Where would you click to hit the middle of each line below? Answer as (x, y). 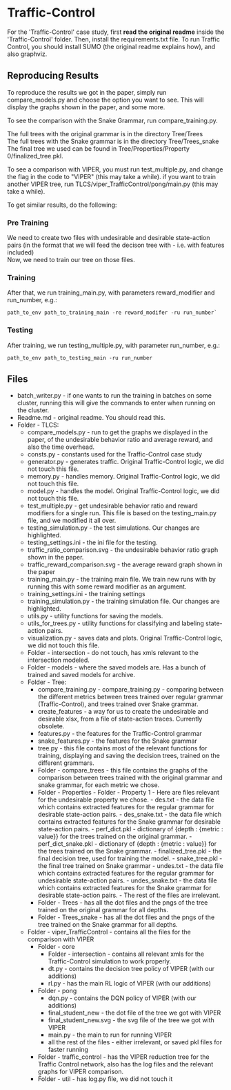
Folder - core (56, 947)
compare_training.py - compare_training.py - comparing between (131, 690)
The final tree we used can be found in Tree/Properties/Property (98, 148)
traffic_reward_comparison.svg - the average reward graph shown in (125, 564)
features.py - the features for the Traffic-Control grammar (120, 734)
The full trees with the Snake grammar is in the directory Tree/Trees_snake (113, 141)
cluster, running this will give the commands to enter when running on (116, 403)
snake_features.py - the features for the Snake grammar (118, 741)
